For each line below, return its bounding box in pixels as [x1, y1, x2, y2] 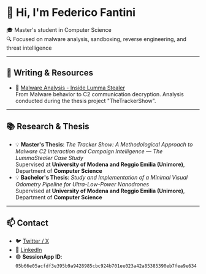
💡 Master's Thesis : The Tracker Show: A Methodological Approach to [15, 140, 193, 148]
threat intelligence [6, 44, 52, 51]
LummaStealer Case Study [15, 154, 84, 161]
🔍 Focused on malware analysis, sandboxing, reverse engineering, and [6, 35, 187, 42]
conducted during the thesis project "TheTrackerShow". [15, 97, 156, 104]
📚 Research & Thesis [6, 121, 90, 132]
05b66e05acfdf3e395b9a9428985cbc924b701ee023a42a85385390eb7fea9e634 [15, 263, 197, 269]
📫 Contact [6, 218, 49, 228]
